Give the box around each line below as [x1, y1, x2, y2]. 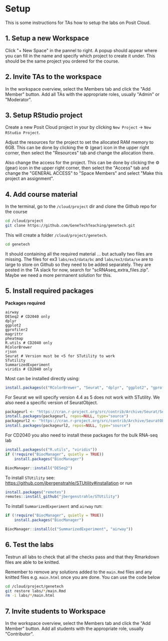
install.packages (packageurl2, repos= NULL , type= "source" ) [5, 423, 131, 428]
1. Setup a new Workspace [5, 34, 89, 43]
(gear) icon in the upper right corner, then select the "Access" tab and [5, 165, 149, 171]
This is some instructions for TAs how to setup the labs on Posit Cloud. [5, 20, 151, 26]
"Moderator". [5, 96, 32, 103]
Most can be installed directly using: [5, 375, 80, 381]
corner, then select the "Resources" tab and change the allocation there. [5, 150, 154, 156]
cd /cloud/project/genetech [5, 584, 64, 589]
